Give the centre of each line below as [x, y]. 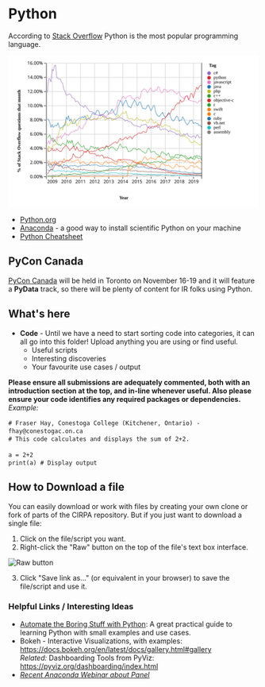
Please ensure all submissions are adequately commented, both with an [129, 382]
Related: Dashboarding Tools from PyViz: [87, 658]
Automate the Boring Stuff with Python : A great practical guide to [126, 623]
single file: [25, 523]
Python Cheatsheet [51, 237]
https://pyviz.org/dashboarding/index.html [89, 666]
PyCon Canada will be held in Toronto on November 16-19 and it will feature [132, 280]
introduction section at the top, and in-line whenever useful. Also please [130, 391]
